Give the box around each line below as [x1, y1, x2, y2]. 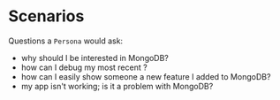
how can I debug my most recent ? [20, 62, 148, 73]
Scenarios [8, 6, 85, 27]
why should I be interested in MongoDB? [20, 52, 170, 63]
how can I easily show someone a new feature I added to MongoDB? [20, 71, 271, 81]
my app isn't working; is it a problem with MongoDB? [20, 81, 214, 91]
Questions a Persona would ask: [8, 35, 124, 46]
